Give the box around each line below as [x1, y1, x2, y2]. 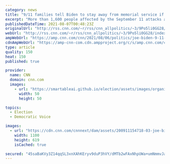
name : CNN [10, 72, 30, 78]
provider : [5, 68, 26, 73]
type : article [5, 45, 35, 50]
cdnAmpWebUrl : [5, 40, 35, 45]
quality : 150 [5, 49, 33, 54]
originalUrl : [5, 26, 33, 31]
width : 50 [18, 91, 39, 96]
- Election [10, 110, 33, 115]
